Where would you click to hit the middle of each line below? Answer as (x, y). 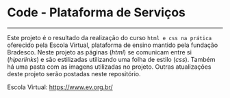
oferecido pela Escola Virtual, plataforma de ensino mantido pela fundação (113, 45)
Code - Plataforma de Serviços (97, 13)
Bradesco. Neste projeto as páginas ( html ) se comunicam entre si (99, 52)
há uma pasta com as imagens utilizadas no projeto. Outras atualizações (109, 67)
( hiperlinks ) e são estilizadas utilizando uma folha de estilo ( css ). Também (111, 59)
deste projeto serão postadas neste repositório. (74, 73)
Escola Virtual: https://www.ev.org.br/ (60, 87)
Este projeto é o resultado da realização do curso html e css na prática (110, 37)
